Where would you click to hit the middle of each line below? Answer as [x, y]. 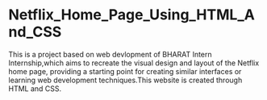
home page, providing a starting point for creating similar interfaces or [125, 71]
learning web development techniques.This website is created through [125, 80]
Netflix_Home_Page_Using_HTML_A [132, 15]
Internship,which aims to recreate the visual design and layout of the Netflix [134, 63]
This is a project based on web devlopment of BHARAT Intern [110, 54]
